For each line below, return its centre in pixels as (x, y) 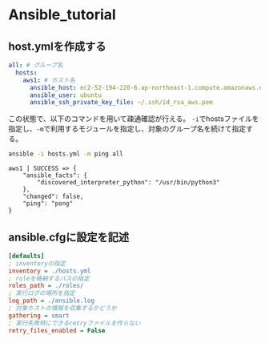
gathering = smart (39, 315)
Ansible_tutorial (62, 15)
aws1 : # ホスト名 (49, 80)
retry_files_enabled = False (57, 330)
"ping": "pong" (48, 204)
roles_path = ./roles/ (46, 286)
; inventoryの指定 (37, 263)
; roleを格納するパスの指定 (49, 278)
